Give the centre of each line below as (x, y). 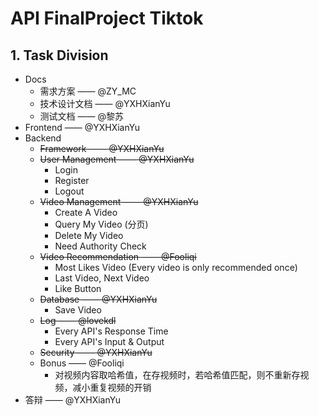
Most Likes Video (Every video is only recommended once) (176, 267)
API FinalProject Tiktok (107, 18)
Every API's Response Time (111, 331)
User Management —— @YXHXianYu (117, 159)
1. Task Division (59, 55)
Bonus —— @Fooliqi (82, 363)
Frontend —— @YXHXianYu (82, 127)
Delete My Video (89, 235)
